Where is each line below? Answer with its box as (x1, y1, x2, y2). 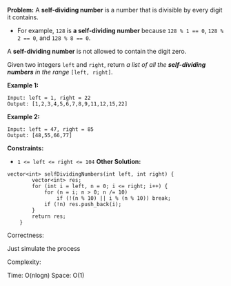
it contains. (7, 13, 39, 21)
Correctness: (7, 231, 45, 239)
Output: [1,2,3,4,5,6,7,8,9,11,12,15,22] (7, 101, 128, 108)
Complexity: (7, 258, 41, 266)
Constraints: (7, 144, 44, 152)
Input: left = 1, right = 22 (7, 94, 91, 101)
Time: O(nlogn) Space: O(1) (7, 272, 85, 279)
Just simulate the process (7, 245, 81, 252)
